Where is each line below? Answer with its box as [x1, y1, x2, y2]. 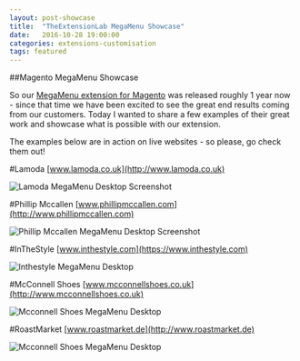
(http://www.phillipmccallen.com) [9, 208, 135, 219]
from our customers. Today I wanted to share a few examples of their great [9, 109, 290, 120]
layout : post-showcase [9, 13, 95, 23]
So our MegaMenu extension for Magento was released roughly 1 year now [9, 90, 291, 101]
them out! [9, 146, 45, 157]
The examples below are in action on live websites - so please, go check [9, 136, 282, 147]
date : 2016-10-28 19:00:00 [9, 30, 120, 39]
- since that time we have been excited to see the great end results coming [9, 99, 290, 110]
